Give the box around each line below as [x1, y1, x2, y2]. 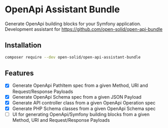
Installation [5, 41, 42, 50]
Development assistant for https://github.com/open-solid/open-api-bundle [5, 26, 163, 32]
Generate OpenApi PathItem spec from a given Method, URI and [12, 82, 148, 88]
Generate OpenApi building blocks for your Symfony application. [5, 21, 142, 27]
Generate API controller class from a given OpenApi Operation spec [12, 99, 156, 106]
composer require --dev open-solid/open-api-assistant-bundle [5, 54, 141, 60]
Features [5, 69, 34, 78]
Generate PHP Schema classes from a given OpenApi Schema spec [12, 105, 156, 112]
